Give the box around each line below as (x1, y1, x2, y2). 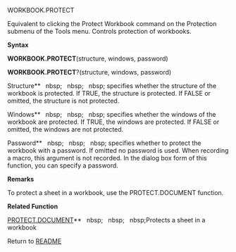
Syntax (7, 41, 29, 49)
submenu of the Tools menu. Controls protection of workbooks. (7, 27, 192, 35)
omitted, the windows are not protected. (7, 125, 124, 133)
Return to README (7, 237, 62, 245)
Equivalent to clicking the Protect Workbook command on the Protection (7, 20, 217, 27)
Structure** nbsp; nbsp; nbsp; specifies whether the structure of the (7, 82, 217, 90)
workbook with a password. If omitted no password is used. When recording (7, 146, 229, 154)
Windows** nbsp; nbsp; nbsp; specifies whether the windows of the (7, 111, 216, 118)
